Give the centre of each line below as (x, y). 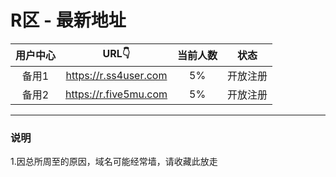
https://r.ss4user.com (116, 75)
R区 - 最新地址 (68, 20)
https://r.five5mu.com (116, 94)
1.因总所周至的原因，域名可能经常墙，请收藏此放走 (114, 162)
